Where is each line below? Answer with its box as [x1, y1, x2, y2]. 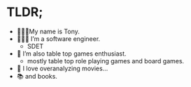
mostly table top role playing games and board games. [27, 56, 185, 65]
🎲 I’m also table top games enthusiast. [16, 49, 127, 58]
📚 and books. [16, 72, 57, 80]
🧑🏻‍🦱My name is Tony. [16, 27, 80, 35]
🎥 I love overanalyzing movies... [16, 64, 108, 72]
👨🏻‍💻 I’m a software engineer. [16, 34, 101, 42]
